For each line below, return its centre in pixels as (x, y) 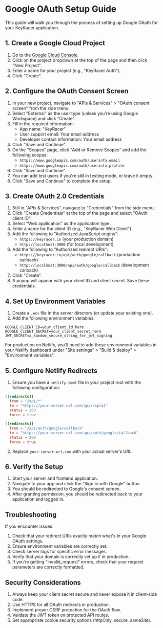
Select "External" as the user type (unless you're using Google (75, 113)
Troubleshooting (31, 515)
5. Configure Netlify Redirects (51, 370)
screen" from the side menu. (41, 108)
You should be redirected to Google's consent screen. (66, 489)
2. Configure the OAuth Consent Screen (67, 91)
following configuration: (36, 388)
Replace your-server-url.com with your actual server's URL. (72, 451)
